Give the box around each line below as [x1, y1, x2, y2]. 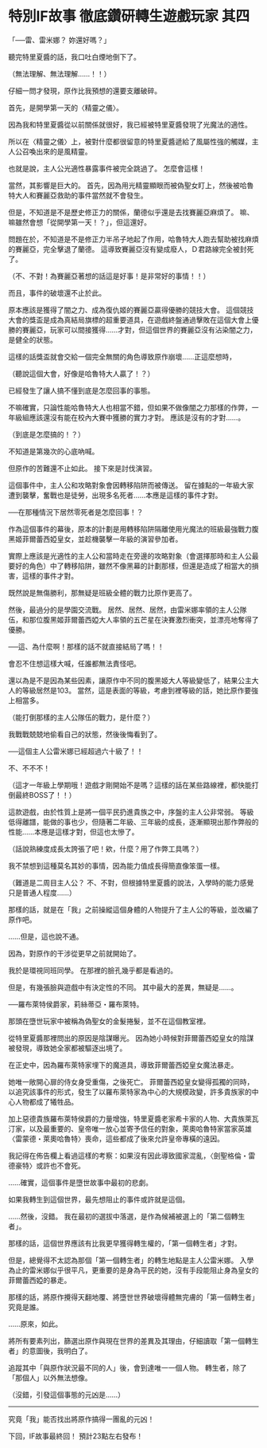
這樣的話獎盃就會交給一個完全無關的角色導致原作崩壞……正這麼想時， [8, 351, 237, 361]
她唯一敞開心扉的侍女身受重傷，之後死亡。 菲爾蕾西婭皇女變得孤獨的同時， [8, 1077, 254, 1086]
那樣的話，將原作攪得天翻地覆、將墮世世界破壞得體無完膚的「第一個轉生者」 [8, 1292, 259, 1301]
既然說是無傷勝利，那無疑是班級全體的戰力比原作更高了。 [8, 587, 196, 598]
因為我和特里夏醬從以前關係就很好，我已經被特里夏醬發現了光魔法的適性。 [8, 120, 252, 129]
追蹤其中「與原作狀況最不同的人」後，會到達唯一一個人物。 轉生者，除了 [8, 1363, 247, 1372]
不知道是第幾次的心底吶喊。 [8, 446, 99, 456]
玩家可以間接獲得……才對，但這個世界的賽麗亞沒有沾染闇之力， [49, 324, 257, 335]
